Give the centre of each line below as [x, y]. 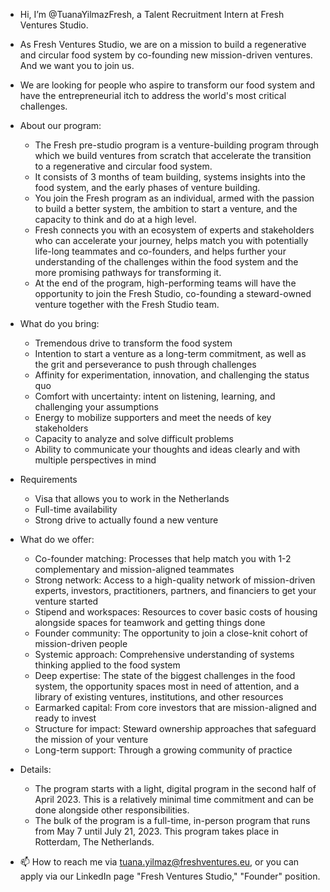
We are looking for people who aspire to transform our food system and [167, 85]
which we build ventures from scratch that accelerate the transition [173, 155]
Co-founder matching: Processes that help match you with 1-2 [163, 558]
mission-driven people [81, 643]
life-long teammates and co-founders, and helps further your [160, 251]
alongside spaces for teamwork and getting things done [150, 622]
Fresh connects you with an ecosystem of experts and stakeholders [174, 230]
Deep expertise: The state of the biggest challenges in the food [165, 675]
